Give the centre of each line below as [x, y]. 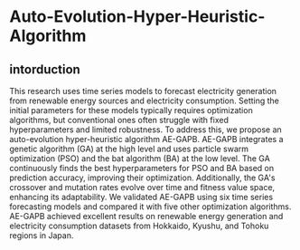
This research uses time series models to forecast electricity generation [143, 91]
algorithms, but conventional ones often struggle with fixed [119, 120]
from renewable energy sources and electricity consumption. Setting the [145, 101]
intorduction [45, 69]
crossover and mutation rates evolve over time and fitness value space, [142, 187]
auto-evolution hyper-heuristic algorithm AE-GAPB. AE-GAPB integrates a [146, 139]
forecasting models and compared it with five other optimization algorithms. [150, 207]
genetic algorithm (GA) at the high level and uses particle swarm [129, 149]
